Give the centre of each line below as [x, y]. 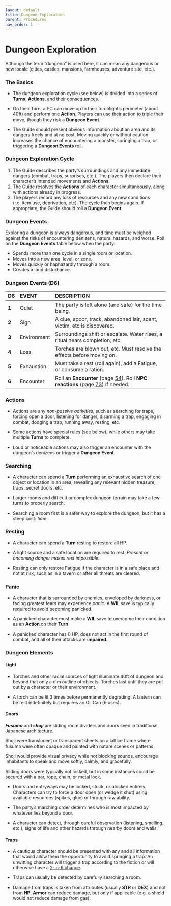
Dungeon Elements [29, 653]
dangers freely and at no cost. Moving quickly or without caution [80, 135]
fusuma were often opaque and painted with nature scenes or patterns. [80, 746]
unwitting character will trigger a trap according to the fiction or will [83, 862]
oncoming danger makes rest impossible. [56, 558]
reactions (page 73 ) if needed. [92, 385]
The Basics [19, 82]
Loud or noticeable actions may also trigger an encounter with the [82, 447]
